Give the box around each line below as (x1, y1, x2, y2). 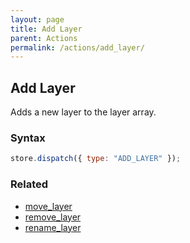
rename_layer (24, 221, 82, 233)
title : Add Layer (10, 24, 83, 34)
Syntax (10, 131, 46, 145)
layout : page (10, 14, 65, 25)
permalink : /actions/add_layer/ (10, 42, 145, 53)
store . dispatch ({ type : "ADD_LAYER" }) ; (10, 154, 182, 164)
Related (10, 177, 49, 191)
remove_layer (24, 211, 82, 223)
